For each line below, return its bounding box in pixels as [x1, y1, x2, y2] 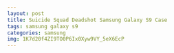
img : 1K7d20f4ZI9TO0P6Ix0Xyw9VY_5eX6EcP [7, 36, 125, 43]
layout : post [7, 10, 45, 17]
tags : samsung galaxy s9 [7, 23, 78, 30]
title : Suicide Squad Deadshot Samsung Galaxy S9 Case [7, 17, 168, 23]
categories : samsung [7, 29, 67, 36]
